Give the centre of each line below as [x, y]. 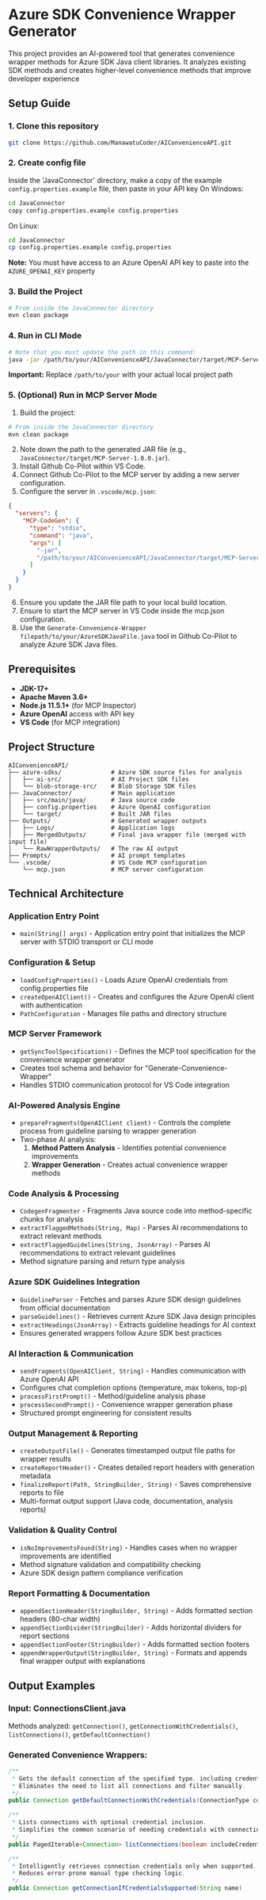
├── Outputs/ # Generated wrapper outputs [108, 821]
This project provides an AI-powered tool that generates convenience [122, 53]
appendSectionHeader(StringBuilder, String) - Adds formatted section [136, 1610]
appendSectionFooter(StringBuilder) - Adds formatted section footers [135, 1644]
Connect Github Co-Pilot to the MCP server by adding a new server [129, 475]
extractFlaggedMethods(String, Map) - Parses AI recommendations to [133, 1228]
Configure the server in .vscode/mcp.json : [88, 491]
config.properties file [54, 988]
